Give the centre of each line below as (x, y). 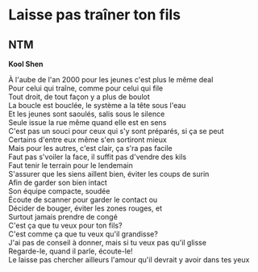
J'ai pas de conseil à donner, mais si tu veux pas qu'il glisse (108, 243)
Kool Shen (26, 64)
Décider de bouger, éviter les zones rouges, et (85, 208)
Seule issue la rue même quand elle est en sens (87, 122)
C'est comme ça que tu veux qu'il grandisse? (83, 234)
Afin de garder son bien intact (58, 182)
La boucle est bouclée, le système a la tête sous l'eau (97, 105)
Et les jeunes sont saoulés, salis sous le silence (87, 114)
